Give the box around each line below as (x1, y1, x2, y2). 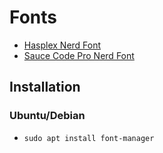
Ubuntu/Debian (9, 109, 86, 123)
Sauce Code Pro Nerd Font (23, 49, 135, 61)
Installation (9, 79, 81, 96)
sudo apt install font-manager (23, 133, 155, 143)
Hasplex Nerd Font (23, 39, 102, 51)
